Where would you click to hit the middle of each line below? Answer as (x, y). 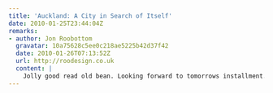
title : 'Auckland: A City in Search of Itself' (91, 16)
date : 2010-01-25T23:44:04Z (56, 23)
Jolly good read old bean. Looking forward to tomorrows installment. (145, 76)
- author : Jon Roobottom (50, 38)
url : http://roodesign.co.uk (65, 61)
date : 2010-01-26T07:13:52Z (63, 53)
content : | (34, 69)
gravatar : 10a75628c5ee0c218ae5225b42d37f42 (92, 46)
